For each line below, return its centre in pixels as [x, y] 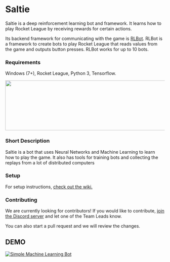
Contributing [21, 200]
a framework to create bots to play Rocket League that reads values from [81, 43]
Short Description [28, 141]
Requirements [23, 62]
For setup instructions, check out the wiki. [49, 187]
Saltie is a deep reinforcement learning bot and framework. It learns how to [83, 23]
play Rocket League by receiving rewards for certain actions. [69, 28]
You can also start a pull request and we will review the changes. [73, 226]
